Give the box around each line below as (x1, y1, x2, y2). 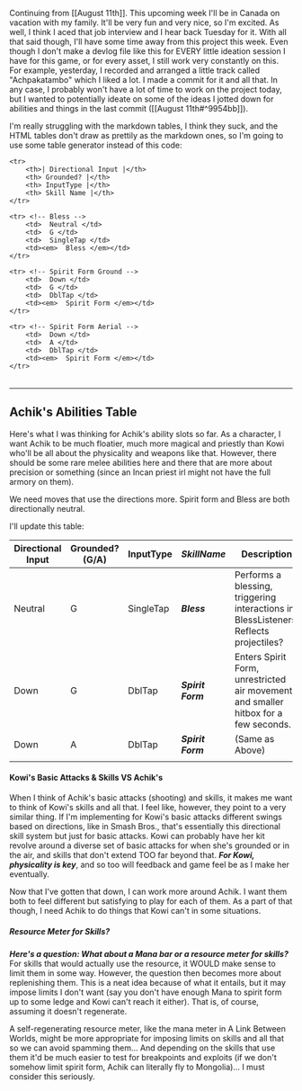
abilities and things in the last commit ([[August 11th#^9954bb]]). (9, 103, 249, 113)
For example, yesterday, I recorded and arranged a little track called (9, 65, 261, 76)
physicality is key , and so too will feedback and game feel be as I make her (9, 859, 290, 871)
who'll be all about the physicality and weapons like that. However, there (9, 447, 277, 458)
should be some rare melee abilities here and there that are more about (9, 457, 272, 468)
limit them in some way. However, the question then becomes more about (9, 967, 281, 979)
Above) (234, 744, 266, 756)
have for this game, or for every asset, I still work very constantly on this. (9, 56, 280, 66)
